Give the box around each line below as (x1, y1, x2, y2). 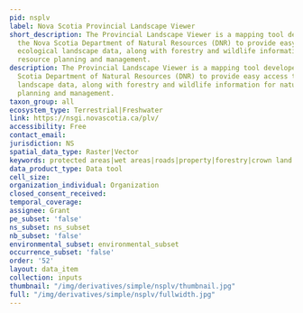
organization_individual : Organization (9, 181, 160, 190)
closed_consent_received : (9, 189, 106, 198)
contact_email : (9, 131, 67, 140)
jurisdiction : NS (9, 139, 75, 148)
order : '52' (9, 256, 54, 266)
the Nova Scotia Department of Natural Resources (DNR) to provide (17, 38, 277, 48)
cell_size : (9, 172, 50, 181)
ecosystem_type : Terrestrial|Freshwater (9, 106, 164, 115)
